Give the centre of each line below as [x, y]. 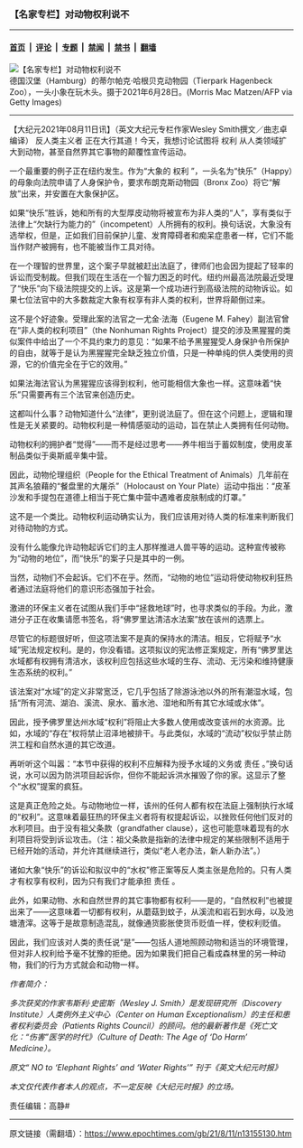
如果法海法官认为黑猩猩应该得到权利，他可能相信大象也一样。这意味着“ [142, 383]
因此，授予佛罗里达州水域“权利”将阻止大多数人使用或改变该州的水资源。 [143, 722]
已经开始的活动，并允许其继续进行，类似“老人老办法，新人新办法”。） [138, 850]
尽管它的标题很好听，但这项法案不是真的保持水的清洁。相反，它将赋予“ [142, 638]
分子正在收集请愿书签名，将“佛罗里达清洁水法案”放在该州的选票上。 [143, 619]
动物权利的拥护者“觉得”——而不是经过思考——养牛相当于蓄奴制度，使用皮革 [151, 443]
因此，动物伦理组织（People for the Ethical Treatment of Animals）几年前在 [149, 474]
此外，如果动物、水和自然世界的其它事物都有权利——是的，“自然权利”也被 [147, 900]
